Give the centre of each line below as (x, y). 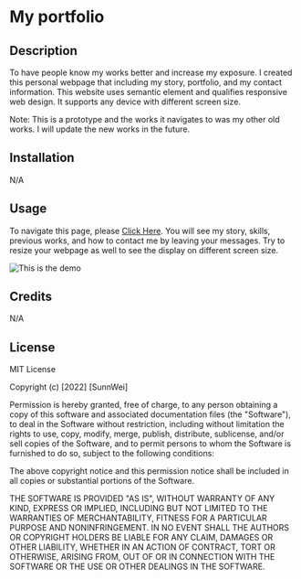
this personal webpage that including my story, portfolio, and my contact (146, 82)
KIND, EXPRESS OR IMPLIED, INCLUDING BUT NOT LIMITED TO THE (139, 509)
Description (43, 51)
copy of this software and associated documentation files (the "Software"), (150, 414)
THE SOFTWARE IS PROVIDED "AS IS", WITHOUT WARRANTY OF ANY (142, 499)
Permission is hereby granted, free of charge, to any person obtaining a (144, 405)
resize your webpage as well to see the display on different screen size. (144, 250)
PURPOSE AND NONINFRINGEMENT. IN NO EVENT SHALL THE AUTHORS (150, 528)
